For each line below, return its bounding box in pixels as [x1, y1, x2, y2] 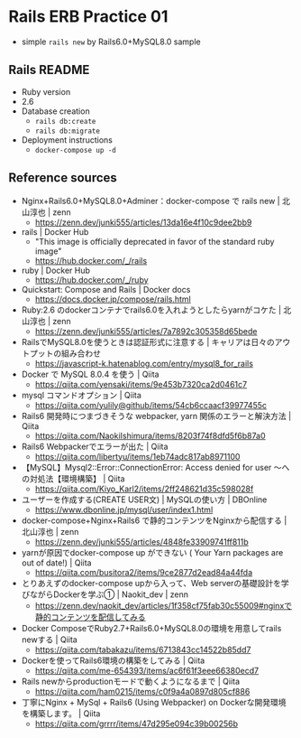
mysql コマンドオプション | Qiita [21, 389, 141, 400]
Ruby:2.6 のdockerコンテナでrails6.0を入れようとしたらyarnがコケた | [21, 304, 281, 315]
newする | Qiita [21, 634, 78, 645]
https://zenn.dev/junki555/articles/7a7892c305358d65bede [34, 325, 258, 336]
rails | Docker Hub [21, 226, 89, 237]
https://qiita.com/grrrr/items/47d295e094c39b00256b [34, 718, 239, 729]
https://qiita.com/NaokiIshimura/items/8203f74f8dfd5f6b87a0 [34, 430, 266, 441]
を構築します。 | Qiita [21, 707, 101, 719]
